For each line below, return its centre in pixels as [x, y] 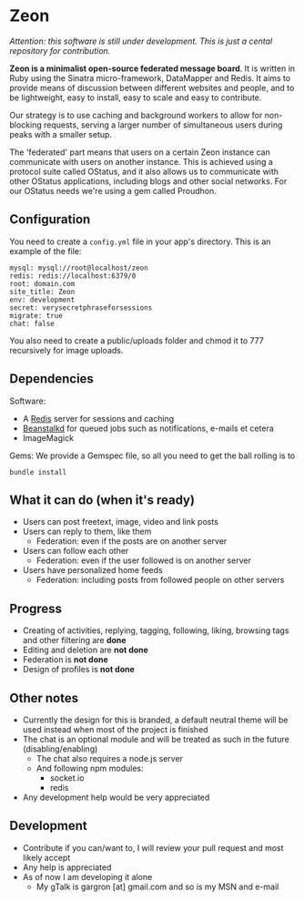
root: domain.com [42, 283]
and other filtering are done [74, 640]
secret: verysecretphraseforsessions [81, 307]
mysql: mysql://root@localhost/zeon [79, 268]
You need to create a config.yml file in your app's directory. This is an [140, 241]
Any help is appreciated [67, 867]
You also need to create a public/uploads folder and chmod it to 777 [137, 340]
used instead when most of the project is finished [115, 729]
